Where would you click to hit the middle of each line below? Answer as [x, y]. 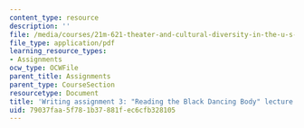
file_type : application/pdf [62, 43]
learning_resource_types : [58, 51]
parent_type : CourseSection [62, 85]
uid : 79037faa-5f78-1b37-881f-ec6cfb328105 [93, 110]
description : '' [40, 26]
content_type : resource [54, 18]
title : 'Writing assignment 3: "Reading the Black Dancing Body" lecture [152, 101]
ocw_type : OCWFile [44, 69]
